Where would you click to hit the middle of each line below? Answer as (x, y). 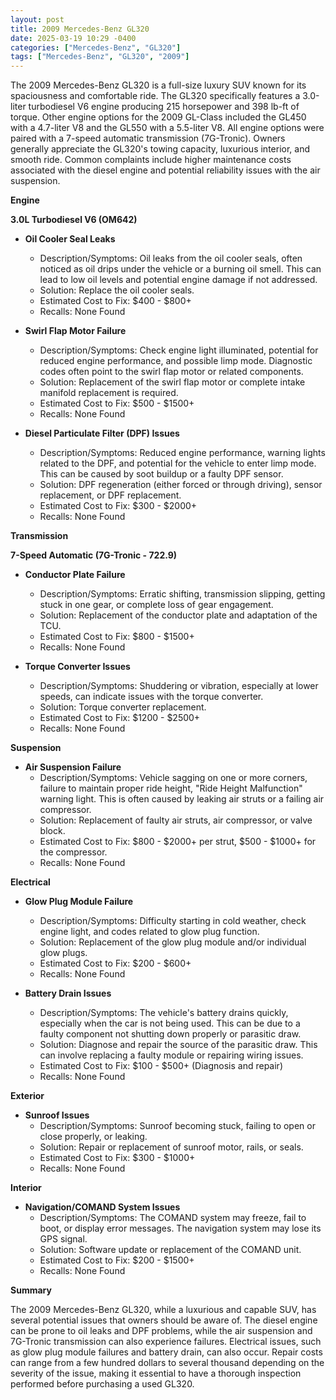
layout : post (37, 19)
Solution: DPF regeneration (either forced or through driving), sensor (181, 485)
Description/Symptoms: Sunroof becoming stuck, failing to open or (177, 1126)
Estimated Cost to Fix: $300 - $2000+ (118, 506)
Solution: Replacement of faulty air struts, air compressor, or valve (176, 820)
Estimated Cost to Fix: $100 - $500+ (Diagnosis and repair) (161, 1066)
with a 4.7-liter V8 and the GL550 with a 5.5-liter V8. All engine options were (167, 128)
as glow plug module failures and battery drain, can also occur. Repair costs (166, 1352)
